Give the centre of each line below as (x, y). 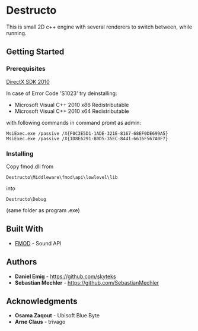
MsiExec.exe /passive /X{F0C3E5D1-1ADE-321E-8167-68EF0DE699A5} (87, 133)
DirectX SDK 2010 (28, 81)
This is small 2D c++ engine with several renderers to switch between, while (99, 27)
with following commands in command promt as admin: (74, 122)
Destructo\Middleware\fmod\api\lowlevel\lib (62, 177)
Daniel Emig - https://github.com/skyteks (66, 276)
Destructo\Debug (26, 199)
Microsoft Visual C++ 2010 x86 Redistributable (72, 105)
